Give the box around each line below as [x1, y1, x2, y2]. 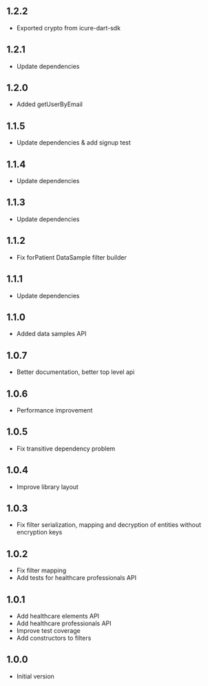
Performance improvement [16, 406, 93, 414]
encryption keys [16, 528, 63, 537]
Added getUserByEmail [16, 100, 83, 109]
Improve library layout [16, 482, 79, 491]
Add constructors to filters [16, 634, 92, 642]
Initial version [16, 672, 54, 680]
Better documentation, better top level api [16, 368, 135, 376]
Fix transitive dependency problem [16, 444, 116, 453]
